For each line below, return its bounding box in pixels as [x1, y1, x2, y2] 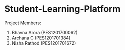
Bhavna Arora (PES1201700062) [11, 29, 78, 35]
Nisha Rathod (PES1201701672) [11, 40, 76, 46]
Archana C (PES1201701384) [11, 35, 71, 41]
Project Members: [4, 20, 41, 26]
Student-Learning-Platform [4, 3, 121, 15]
